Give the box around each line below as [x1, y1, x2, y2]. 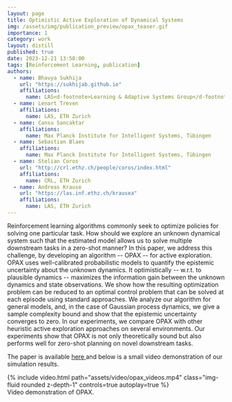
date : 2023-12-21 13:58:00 [7, 55, 85, 62]
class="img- [183, 373, 219, 381]
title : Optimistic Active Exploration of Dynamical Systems [7, 17, 184, 23]
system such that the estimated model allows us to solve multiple [7, 236, 193, 245]
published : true [7, 49, 54, 56]
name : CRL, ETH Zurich [25, 177, 91, 184]
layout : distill [7, 42, 54, 49]
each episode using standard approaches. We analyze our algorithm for [7, 295, 211, 303]
